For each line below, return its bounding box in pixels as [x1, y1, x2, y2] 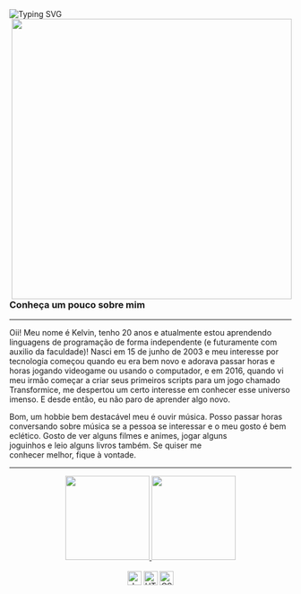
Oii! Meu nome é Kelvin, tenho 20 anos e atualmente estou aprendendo [9, 328, 272, 338]
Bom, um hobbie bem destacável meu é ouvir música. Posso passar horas [9, 412, 283, 423]
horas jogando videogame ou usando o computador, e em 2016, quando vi [9, 365, 284, 376]
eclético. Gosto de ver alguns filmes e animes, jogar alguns [9, 431, 228, 441]
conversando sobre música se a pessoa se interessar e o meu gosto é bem [9, 421, 287, 432]
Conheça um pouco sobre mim [9, 299, 146, 310]
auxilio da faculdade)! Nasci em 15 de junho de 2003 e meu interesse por [9, 346, 279, 357]
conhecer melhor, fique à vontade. [9, 450, 137, 460]
